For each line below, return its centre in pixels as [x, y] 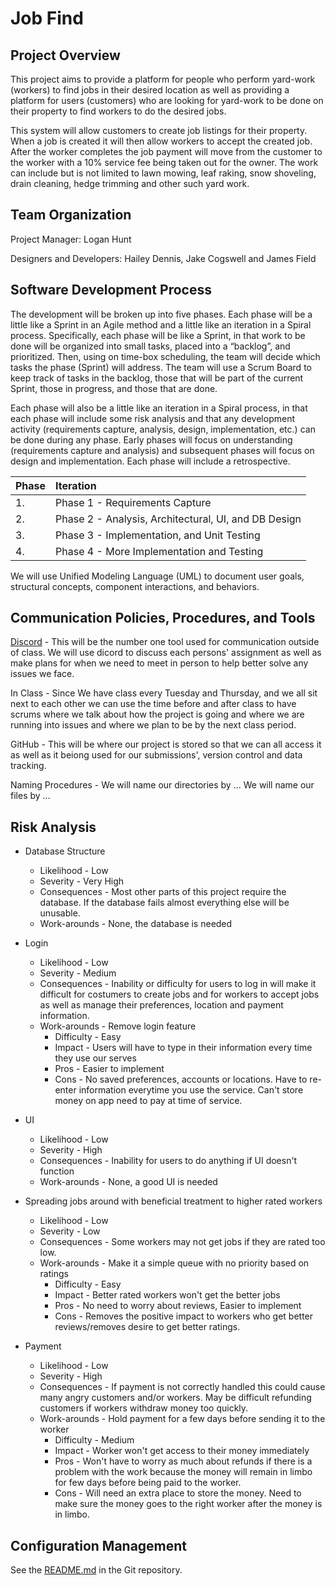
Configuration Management [99, 1545]
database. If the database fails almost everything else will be [164, 903]
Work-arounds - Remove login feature [118, 1026]
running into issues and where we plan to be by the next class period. [153, 725]
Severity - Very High [82, 881]
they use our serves [95, 1058]
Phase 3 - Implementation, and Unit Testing [158, 535]
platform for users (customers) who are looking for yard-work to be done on [167, 100]
